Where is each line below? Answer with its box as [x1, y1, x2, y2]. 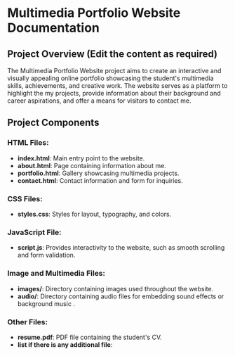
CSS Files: [7, 193, 43, 203]
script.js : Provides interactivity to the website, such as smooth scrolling [17, 243, 225, 252]
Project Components [7, 117, 100, 129]
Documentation [7, 20, 100, 36]
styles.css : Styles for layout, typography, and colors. [17, 210, 172, 218]
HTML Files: [7, 138, 49, 148]
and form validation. [17, 251, 76, 260]
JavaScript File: [7, 227, 62, 237]
